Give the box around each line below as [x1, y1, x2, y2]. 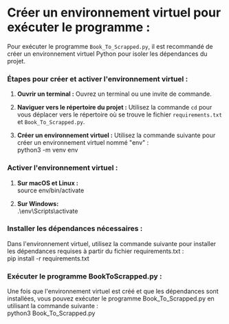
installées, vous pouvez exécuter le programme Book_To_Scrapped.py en [7, 294, 215, 303]
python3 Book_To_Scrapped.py [7, 309, 96, 318]
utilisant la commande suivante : [7, 302, 98, 310]
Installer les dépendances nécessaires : [7, 224, 143, 234]
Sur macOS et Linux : [17, 179, 79, 187]
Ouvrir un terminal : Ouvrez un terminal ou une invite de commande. [17, 90, 212, 98]
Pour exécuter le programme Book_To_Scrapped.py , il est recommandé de [7, 42, 213, 50]
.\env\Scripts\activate [17, 207, 78, 215]
